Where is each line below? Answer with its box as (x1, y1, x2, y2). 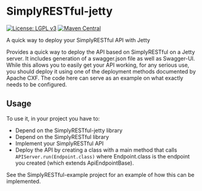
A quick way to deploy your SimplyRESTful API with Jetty (6, 36, 151, 43)
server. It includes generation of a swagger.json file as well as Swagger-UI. (6, 54, 195, 62)
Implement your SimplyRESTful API (15, 140, 104, 147)
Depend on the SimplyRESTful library (15, 133, 109, 140)
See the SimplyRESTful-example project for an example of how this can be (6, 171, 195, 178)
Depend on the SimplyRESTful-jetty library (15, 127, 123, 134)
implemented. (6, 178, 41, 185)
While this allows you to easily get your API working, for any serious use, (6, 61, 190, 69)
